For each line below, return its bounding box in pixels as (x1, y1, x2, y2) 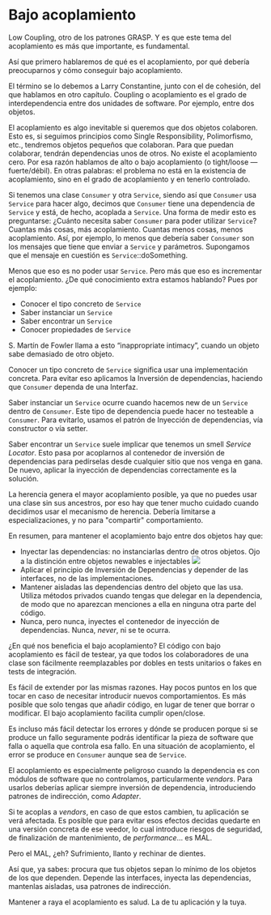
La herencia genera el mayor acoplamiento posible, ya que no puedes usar (8, 489, 257, 499)
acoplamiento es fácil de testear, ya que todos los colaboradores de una (8, 649, 249, 659)
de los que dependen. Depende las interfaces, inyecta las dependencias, (8, 873, 252, 883)
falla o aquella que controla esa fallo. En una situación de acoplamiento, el (8, 741, 255, 750)
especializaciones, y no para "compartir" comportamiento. (8, 515, 204, 524)
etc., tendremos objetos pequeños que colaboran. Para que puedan (8, 139, 235, 149)
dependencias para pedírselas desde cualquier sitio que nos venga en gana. (8, 456, 263, 466)
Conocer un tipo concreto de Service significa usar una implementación (8, 365, 248, 374)
